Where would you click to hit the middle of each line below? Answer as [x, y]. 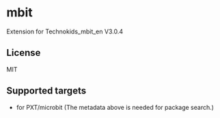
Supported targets [46, 91]
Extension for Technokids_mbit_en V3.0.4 [65, 31]
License [24, 53]
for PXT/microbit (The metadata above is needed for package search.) [115, 107]
